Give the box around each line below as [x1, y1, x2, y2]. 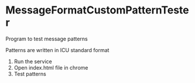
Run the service [13, 58, 52, 65]
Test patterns [13, 70, 46, 77]
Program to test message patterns [5, 35, 88, 42]
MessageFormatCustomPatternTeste [5, 4, 189, 17]
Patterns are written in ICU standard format [5, 46, 110, 53]
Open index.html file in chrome [13, 64, 88, 71]
